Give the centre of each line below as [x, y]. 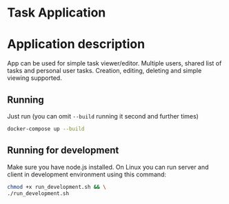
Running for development [63, 151]
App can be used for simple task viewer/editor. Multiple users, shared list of [114, 63]
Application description [76, 44]
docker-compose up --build [46, 129]
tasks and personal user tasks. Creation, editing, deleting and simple [104, 71]
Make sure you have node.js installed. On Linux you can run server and [108, 167]
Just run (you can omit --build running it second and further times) [103, 116]
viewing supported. [34, 78]
